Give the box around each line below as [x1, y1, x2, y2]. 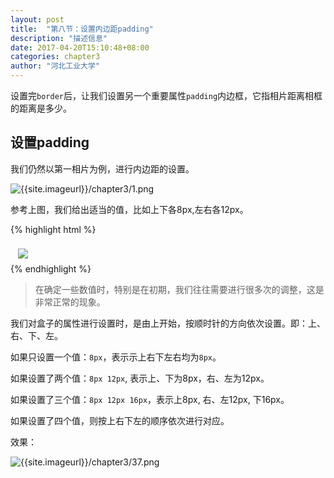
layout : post [10, 14, 65, 25]
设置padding [10, 134, 90, 151]
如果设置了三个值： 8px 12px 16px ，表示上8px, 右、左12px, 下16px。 [10, 393, 290, 405]
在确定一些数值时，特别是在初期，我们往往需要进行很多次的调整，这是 [34, 283, 325, 295]
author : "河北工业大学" [10, 61, 100, 71]
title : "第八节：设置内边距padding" [10, 24, 154, 34]
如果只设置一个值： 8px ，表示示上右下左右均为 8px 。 [10, 351, 222, 363]
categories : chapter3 [10, 52, 101, 62]
